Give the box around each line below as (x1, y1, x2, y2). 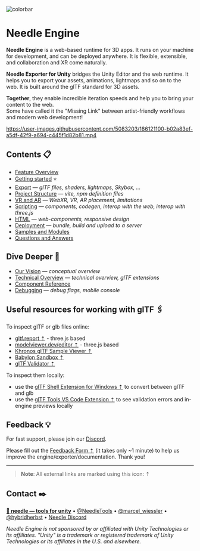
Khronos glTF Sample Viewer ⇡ (14, 348, 92, 355)
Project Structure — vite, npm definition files (14, 190, 124, 197)
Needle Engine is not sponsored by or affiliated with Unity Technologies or (6, 525, 189, 532)
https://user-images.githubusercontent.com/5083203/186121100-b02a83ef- (6, 125, 193, 132)
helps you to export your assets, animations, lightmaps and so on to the (6, 76, 182, 83)
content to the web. (6, 101, 54, 108)
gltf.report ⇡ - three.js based (14, 335, 86, 342)
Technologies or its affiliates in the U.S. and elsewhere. (6, 538, 142, 545)
